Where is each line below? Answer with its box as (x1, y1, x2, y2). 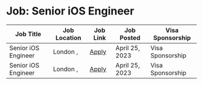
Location (55, 33, 82, 42)
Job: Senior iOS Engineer (6, 4, 135, 18)
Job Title (14, 30, 42, 38)
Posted (120, 33, 141, 42)
